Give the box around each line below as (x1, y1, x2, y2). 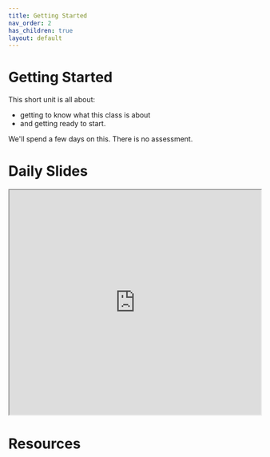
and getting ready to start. (19, 119, 106, 129)
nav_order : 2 (8, 19, 52, 27)
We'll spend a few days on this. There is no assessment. (8, 134, 193, 144)
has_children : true (8, 26, 73, 34)
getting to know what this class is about (19, 110, 151, 120)
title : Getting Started (8, 11, 88, 20)
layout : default (8, 34, 62, 42)
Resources (8, 435, 81, 453)
